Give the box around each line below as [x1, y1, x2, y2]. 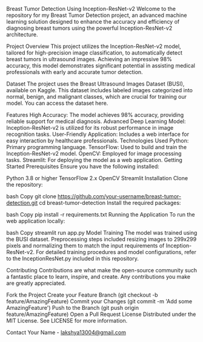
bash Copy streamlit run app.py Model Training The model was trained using [6, 229, 198, 236]
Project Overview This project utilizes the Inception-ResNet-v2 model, [6, 42, 181, 50]
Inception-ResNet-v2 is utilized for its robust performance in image [6, 124, 174, 131]
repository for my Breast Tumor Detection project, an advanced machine [6, 12, 187, 19]
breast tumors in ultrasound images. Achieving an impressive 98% [6, 56, 173, 62]
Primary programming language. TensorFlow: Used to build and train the [6, 144, 187, 150]
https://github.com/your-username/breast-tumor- [57, 193, 182, 199]
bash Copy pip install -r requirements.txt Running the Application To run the [6, 211, 195, 218]
